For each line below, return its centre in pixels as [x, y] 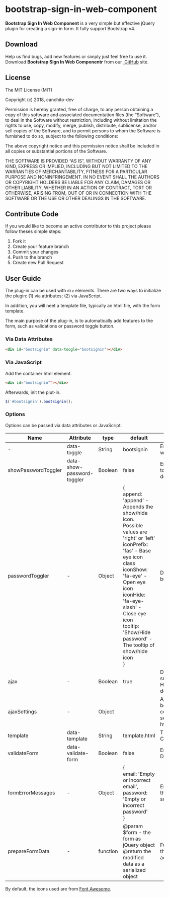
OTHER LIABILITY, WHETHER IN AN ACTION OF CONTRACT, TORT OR [78, 188]
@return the [137, 851]
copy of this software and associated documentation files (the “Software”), [83, 115]
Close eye [135, 613]
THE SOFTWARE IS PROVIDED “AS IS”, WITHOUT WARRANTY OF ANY [78, 161]
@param [133, 826]
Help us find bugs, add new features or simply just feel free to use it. [76, 56]
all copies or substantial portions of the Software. [56, 151]
